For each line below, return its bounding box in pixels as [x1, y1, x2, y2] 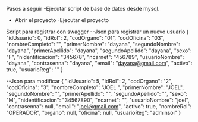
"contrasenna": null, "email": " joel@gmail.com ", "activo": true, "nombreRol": [6, 103, 192, 110]
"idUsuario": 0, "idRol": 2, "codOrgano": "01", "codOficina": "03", [6, 35, 165, 41]
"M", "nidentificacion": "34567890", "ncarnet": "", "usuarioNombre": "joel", [6, 96, 190, 104]
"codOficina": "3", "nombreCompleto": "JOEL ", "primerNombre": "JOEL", [6, 84, 184, 91]
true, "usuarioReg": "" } [6, 66, 64, 73]
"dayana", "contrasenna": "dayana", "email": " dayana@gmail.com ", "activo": [6, 60, 193, 67]
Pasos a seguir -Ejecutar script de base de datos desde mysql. [6, 5, 160, 12]
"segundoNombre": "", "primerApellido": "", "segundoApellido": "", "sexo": [6, 90, 188, 97]
